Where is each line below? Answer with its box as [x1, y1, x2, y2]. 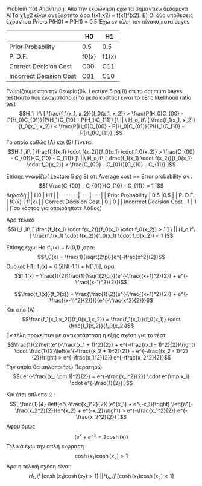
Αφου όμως [6, 423, 36, 430]
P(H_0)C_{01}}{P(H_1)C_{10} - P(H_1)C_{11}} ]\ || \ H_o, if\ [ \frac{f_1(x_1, [7, 116, 181, 123]
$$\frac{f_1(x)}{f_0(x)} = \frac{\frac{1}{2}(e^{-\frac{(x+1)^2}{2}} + [14, 291, 177, 297]
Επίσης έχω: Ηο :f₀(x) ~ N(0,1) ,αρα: [6, 244, 95, 251]
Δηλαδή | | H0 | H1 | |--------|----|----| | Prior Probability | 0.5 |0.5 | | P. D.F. [6, 192, 195, 199]
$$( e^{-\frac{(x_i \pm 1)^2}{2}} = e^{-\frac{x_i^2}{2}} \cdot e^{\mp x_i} [13, 373, 190, 380]
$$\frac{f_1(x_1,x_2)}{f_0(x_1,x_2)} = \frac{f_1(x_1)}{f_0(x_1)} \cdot [22, 316, 181, 323]
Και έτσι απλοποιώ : [6, 391, 56, 398]
